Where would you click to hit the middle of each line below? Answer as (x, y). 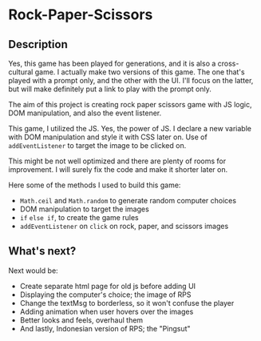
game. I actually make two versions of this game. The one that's (140, 72)
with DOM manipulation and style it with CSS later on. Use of (108, 137)
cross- (228, 63)
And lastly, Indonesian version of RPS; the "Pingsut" (105, 328)
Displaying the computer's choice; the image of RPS (105, 295)
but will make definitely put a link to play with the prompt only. (110, 89)
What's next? (42, 251)
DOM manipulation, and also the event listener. (85, 113)
